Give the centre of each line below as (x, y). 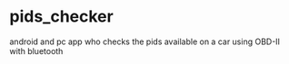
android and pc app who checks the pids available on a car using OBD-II (144, 41)
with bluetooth (36, 50)
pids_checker (61, 17)
